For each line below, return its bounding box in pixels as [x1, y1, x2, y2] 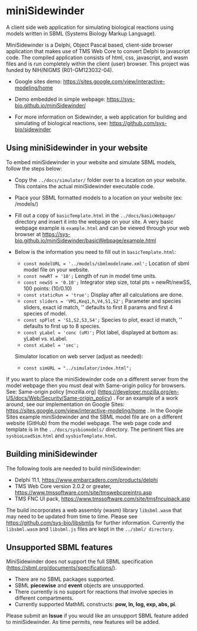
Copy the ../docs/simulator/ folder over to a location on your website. [14, 176, 187, 184]
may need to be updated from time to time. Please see [6, 512, 138, 520]
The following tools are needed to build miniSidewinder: [6, 465, 141, 472]
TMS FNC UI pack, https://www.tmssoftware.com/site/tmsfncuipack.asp [14, 495, 191, 502]
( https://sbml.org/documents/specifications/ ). [6, 564, 117, 571]
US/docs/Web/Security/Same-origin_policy [6, 394, 111, 401]
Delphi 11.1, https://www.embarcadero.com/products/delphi [14, 476, 158, 483]
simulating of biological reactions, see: [14, 119, 109, 126]
